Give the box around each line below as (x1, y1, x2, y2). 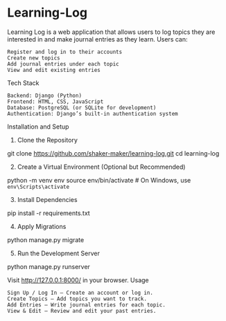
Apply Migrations (17, 222, 67, 230)
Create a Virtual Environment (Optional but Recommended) (17, 163, 186, 171)
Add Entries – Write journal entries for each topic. (7, 301, 166, 309)
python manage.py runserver (7, 262, 90, 270)
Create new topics (7, 54, 60, 62)
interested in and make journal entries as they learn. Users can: (7, 35, 189, 43)
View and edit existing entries (7, 66, 101, 73)
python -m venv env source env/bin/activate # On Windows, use (7, 176, 191, 184)
